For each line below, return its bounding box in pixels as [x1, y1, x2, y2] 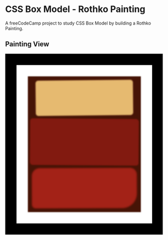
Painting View [5, 40, 49, 49]
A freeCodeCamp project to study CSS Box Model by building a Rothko [5, 20, 151, 26]
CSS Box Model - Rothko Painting [5, 4, 145, 15]
